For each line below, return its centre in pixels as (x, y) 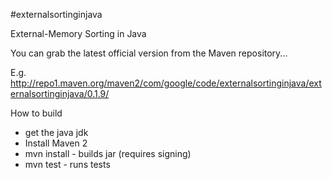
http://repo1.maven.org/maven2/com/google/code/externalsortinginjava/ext (166, 83)
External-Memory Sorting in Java (78, 33)
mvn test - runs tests (67, 164)
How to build (36, 113)
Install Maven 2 (56, 143)
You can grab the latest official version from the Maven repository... (149, 53)
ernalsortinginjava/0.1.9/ (60, 93)
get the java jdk (56, 132)
